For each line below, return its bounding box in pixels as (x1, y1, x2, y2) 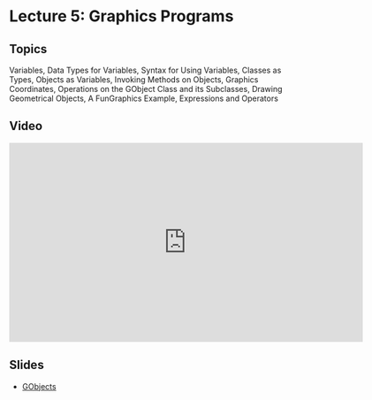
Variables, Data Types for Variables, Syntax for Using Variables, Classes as (9, 65, 282, 75)
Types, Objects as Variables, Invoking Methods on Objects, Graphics (9, 74, 259, 85)
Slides (9, 358, 44, 373)
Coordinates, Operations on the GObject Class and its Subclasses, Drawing (9, 84, 283, 94)
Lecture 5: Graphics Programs (9, 6, 234, 27)
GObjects (21, 381, 57, 391)
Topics (9, 42, 48, 57)
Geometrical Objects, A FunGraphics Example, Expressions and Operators (9, 93, 278, 104)
